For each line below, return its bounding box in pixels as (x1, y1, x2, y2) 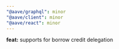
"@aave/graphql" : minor (6, 8, 66, 15)
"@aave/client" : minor (6, 14, 63, 20)
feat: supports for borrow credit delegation (6, 36, 114, 44)
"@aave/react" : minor (6, 20, 61, 26)
